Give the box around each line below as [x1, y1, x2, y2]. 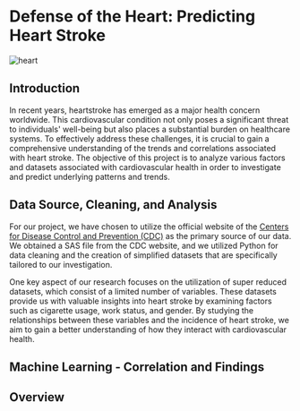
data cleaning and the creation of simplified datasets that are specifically [9, 249, 278, 261]
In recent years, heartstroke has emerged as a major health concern [9, 105, 261, 116]
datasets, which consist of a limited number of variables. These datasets [9, 286, 278, 296]
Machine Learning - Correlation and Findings [9, 359, 265, 374]
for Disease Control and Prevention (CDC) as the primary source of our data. [9, 230, 292, 241]
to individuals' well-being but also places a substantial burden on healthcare [9, 124, 291, 134]
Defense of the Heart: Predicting [9, 6, 256, 27]
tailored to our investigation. [9, 259, 113, 270]
